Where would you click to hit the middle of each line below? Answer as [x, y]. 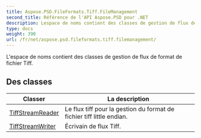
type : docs [20, 28]
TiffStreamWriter [33, 126]
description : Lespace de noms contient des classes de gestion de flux [97, 23]
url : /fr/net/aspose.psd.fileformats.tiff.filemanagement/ [81, 40]
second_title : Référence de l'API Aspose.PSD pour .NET [77, 17]
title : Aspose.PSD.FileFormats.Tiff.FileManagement [72, 12]
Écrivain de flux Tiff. [93, 126]
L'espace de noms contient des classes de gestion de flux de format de [94, 57]
